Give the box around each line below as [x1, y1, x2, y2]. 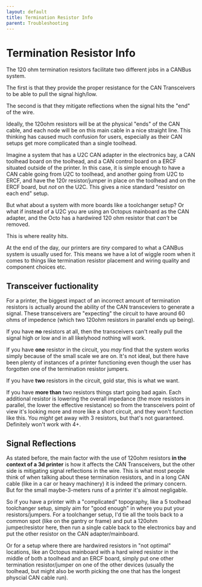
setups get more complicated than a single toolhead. [6, 140, 137, 147]
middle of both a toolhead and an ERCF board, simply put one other [6, 554, 174, 562]
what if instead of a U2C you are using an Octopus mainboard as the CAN [6, 208, 189, 215]
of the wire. [6, 109, 35, 116]
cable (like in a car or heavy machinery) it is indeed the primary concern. [6, 480, 187, 487]
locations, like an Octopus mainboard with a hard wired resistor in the [6, 548, 178, 556]
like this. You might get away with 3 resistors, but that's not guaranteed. [6, 414, 185, 422]
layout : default [6, 8, 47, 15]
